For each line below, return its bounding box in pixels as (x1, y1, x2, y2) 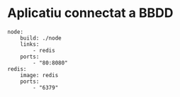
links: (20, 40, 40, 47)
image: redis (20, 72, 59, 79)
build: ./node (20, 34, 62, 42)
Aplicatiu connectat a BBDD (7, 5, 174, 21)
